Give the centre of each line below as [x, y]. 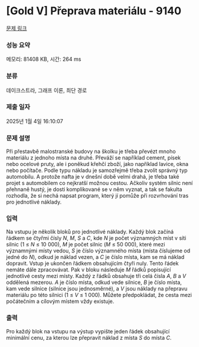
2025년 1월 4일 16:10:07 [35, 121]
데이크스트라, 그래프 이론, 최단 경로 [47, 90]
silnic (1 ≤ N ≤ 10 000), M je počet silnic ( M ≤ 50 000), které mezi [86, 245]
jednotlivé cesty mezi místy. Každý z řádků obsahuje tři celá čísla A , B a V [96, 276]
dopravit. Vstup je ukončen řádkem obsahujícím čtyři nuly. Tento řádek [93, 264]
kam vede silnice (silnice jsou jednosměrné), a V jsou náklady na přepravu [97, 289]
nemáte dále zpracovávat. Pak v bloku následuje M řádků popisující [89, 270]
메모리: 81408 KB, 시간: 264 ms [44, 59]
